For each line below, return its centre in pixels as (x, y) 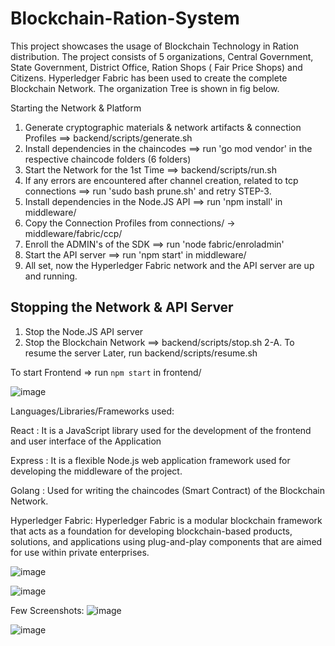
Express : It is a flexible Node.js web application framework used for (150, 460)
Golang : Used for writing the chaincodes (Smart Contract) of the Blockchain (167, 490)
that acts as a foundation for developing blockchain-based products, (151, 531)
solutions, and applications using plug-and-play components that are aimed (166, 541)
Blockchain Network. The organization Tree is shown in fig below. (145, 88)
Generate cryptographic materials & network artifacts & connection (163, 127)
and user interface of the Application (86, 441)
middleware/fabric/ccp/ (73, 233)
